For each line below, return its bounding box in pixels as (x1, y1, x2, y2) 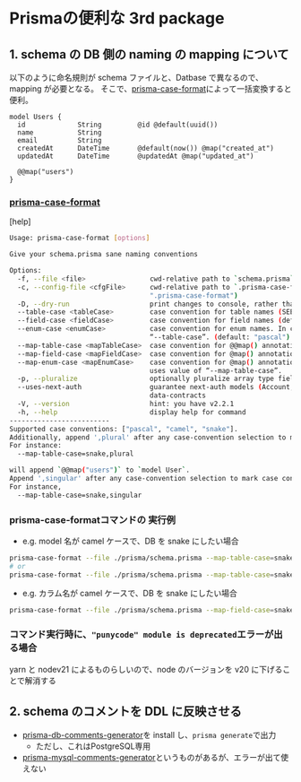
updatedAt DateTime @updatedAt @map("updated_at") (17, 152, 254, 161)
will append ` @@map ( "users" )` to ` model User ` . (9, 465, 191, 475)
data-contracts (149, 391, 206, 400)
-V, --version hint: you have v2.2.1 (17, 400, 235, 409)
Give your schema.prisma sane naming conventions (9, 250, 199, 259)
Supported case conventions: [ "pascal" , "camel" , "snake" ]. (9, 424, 239, 433)
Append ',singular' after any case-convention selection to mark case (9, 474, 279, 483)
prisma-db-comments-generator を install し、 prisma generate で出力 (21, 729, 277, 740)
